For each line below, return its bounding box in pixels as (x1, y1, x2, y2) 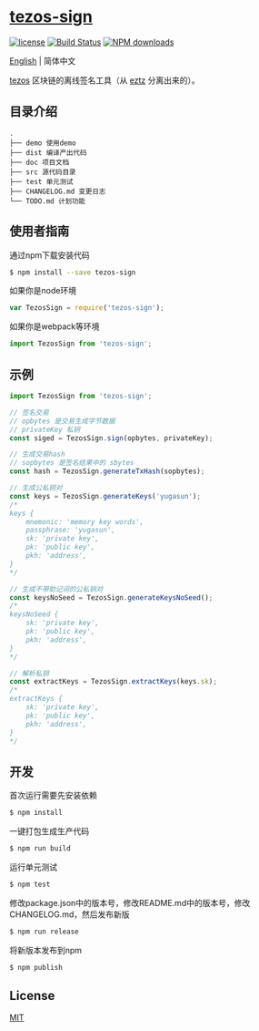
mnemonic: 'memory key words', (25, 517, 144, 526)
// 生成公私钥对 (9, 483, 63, 492)
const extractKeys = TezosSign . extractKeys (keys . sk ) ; (9, 677, 218, 686)
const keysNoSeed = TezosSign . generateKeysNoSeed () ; (9, 593, 214, 603)
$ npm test (9, 880, 51, 889)
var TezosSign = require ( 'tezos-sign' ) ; (9, 304, 165, 313)
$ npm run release (9, 927, 79, 936)
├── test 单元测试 (9, 177, 74, 186)
